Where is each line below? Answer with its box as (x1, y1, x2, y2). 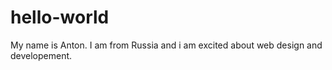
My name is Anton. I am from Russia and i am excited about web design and (10, 39, 323, 51)
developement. (10, 49, 73, 61)
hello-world (10, 6, 110, 29)
